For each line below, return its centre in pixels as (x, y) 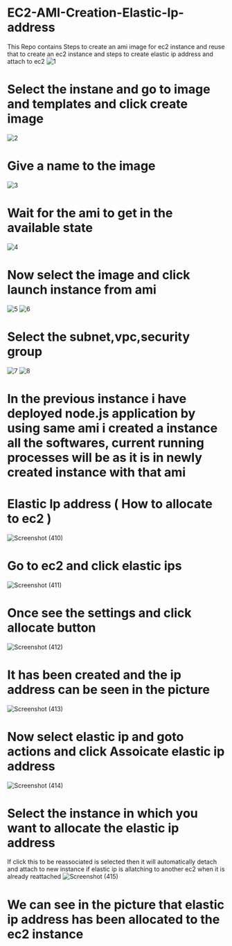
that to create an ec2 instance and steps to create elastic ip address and (110, 54)
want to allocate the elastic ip (93, 828)
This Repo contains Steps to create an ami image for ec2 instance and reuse (116, 46)
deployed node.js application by (101, 413)
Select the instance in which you (103, 813)
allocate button (52, 627)
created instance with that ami (96, 472)
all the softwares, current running (106, 443)
